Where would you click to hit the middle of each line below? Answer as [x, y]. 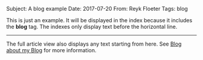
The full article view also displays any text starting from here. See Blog [94, 44]
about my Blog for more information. [51, 50]
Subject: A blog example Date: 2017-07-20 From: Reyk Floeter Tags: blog [97, 9]
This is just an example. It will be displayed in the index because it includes [99, 20]
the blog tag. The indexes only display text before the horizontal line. [92, 27]
